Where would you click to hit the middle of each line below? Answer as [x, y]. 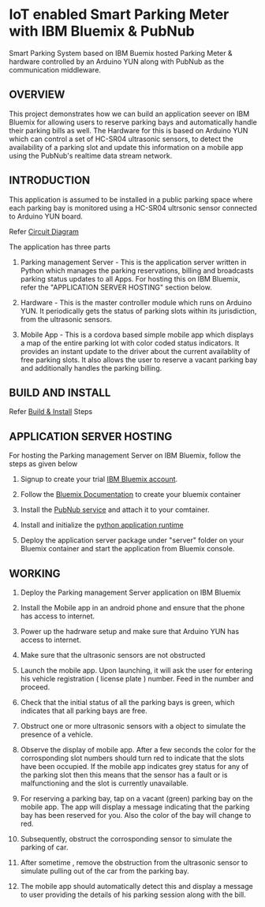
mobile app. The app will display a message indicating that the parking [135, 807]
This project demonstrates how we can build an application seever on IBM [129, 114]
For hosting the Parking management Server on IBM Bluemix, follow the [125, 456]
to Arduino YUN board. [46, 216]
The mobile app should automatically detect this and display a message [136, 886]
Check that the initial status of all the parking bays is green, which [127, 702]
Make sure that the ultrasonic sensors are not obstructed [113, 655]
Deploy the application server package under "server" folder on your [132, 540]
